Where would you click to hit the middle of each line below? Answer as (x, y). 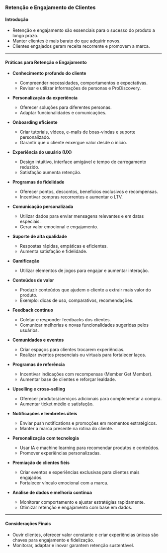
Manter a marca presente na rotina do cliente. (66, 429)
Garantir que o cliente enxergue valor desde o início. (74, 143)
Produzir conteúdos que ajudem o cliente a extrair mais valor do (85, 290)
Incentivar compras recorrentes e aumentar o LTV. (71, 197)
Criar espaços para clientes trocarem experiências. (72, 350)
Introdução (17, 19)
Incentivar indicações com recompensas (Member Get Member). (86, 374)
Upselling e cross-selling (39, 389)
